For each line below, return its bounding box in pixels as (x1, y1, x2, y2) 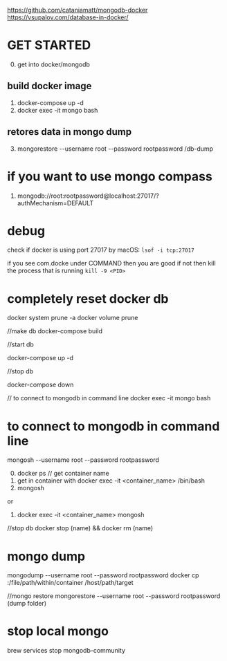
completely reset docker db (7, 290, 169, 306)
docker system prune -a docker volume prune (7, 314, 138, 322)
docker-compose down (7, 380, 74, 389)
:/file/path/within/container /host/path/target (7, 579, 134, 587)
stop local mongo (7, 624, 109, 639)
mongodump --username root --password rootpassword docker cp (7, 571, 199, 579)
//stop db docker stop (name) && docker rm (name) (7, 524, 154, 532)
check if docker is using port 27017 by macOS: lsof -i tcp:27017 (7, 245, 195, 254)
